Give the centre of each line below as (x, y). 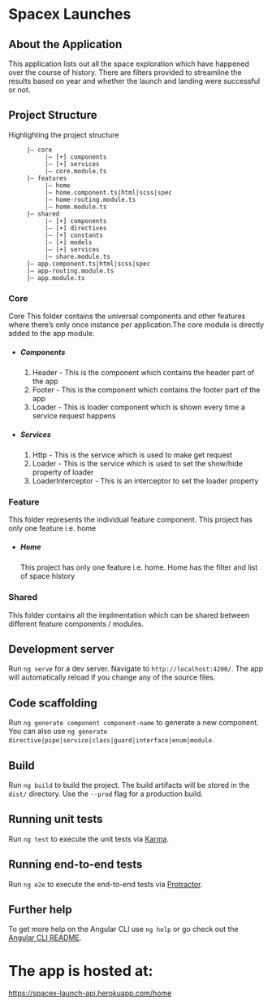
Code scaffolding (53, 703)
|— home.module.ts (76, 207)
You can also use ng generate (58, 731)
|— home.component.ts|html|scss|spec (108, 192)
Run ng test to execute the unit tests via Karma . (89, 838)
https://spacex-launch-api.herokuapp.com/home (90, 993)
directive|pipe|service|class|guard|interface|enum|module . (111, 740)
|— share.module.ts (78, 256)
